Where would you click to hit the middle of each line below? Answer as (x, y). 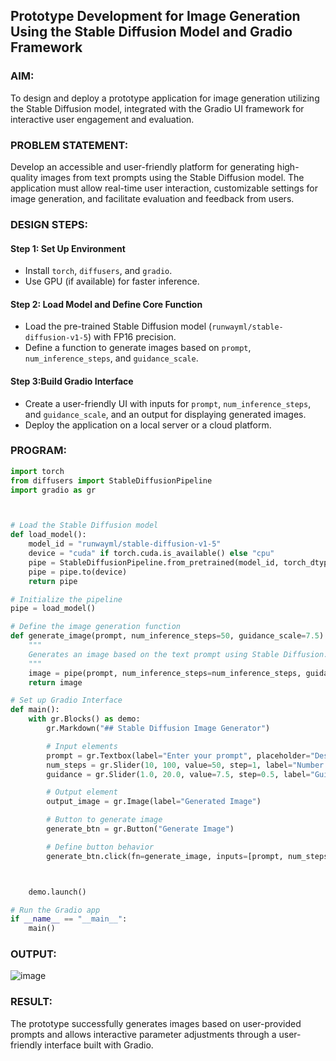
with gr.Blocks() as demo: (84, 719)
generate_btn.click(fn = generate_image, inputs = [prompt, (165, 856)
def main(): (35, 710)
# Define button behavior (100, 847)
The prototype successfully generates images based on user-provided (156, 1023)
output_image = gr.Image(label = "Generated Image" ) (154, 802)
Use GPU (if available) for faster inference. (112, 281)
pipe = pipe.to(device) (78, 572)
